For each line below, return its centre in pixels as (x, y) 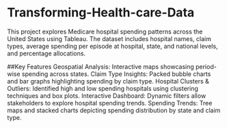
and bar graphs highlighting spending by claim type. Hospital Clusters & (108, 81)
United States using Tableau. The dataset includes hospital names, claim (109, 38)
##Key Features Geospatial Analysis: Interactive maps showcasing (101, 66)
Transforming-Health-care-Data (101, 13)
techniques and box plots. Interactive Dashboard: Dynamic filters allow (107, 95)
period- (206, 66)
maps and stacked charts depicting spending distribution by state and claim (114, 110)
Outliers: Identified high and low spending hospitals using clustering (103, 88)
